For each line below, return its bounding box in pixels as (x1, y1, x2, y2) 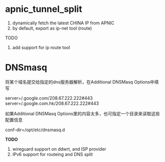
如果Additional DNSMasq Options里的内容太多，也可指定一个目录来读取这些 (5, 110, 160, 116)
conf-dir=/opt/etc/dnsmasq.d (5, 127, 65, 133)
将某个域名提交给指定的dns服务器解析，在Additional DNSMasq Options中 (5, 79, 155, 85)
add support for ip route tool (12, 44, 70, 50)
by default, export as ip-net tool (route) (12, 25, 92, 31)
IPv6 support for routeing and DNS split (12, 151, 93, 157)
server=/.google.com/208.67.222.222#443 (5, 95, 93, 101)
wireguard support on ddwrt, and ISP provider (12, 146, 107, 152)
